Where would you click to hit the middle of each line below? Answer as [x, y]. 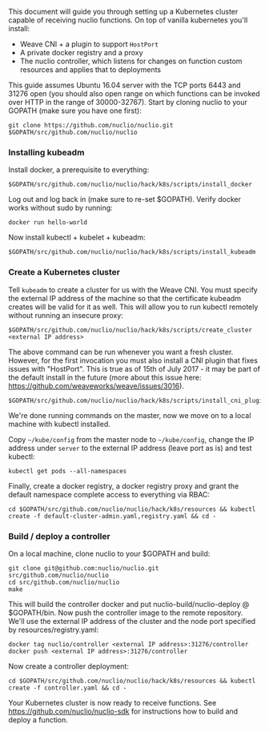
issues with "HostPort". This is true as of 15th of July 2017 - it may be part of [134, 368]
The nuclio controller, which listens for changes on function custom [131, 61]
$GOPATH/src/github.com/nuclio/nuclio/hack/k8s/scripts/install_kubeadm [132, 252]
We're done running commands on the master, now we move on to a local [130, 415]
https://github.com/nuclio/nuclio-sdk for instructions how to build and [123, 711]
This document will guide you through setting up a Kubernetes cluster [123, 12]
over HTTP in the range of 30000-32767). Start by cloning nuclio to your [128, 102]
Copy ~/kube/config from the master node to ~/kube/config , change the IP [131, 439]
